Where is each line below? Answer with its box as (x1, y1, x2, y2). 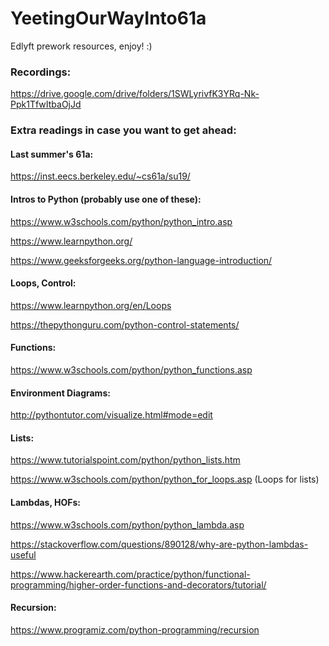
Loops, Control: (10, 277, 77, 289)
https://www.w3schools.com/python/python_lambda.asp (10, 518, 245, 531)
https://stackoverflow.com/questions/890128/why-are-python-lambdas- (10, 538, 309, 550)
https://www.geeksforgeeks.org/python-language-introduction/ (10, 254, 273, 266)
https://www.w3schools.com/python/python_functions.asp (10, 363, 253, 376)
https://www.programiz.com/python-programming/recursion (10, 623, 260, 636)
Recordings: (10, 65, 72, 79)
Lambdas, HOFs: (10, 496, 81, 508)
